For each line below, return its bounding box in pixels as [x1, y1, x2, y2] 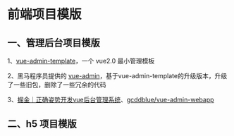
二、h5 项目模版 [7, 118, 78, 130]
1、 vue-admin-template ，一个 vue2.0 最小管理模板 [7, 57, 155, 65]
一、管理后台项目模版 [7, 37, 100, 49]
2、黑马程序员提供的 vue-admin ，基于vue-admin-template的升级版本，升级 [7, 72, 228, 80]
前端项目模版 [7, 6, 82, 23]
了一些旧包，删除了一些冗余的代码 [7, 80, 106, 89]
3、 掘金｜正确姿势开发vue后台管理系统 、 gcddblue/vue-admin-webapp [7, 96, 214, 104]
